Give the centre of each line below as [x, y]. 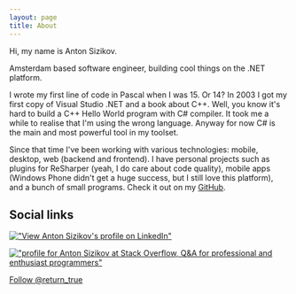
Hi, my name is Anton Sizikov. [63, 50]
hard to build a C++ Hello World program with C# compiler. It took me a [139, 113]
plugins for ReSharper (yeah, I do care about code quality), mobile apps [140, 168]
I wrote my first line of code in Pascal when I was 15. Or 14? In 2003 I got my [148, 95]
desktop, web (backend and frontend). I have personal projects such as [140, 159]
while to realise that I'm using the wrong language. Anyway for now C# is [143, 123]
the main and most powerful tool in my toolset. [94, 132]
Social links [41, 215]
